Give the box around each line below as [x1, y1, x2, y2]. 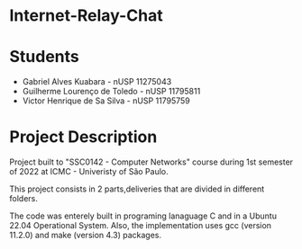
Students [9, 47, 79, 67]
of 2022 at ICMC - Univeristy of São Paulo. [9, 166, 169, 177]
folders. [9, 193, 38, 204]
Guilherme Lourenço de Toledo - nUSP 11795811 [22, 86, 201, 97]
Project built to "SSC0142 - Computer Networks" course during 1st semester [9, 156, 294, 167]
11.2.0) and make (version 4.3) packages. [9, 230, 162, 241]
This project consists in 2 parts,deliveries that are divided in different [9, 183, 265, 194]
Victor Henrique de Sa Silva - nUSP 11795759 [22, 95, 191, 106]
